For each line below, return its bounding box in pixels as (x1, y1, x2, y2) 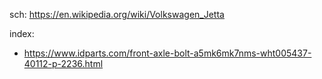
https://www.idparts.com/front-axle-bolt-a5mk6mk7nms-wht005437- (23, 47, 312, 59)
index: (9, 28, 35, 39)
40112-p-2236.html (23, 58, 104, 69)
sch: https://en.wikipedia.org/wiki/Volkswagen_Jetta (9, 9, 225, 20)
